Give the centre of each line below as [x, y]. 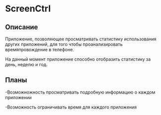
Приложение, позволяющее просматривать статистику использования [81, 39]
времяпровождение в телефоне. [40, 50]
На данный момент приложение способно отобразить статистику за [78, 59]
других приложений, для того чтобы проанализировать [64, 44]
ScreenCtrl [28, 9]
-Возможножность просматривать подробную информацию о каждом [80, 92]
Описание [22, 27]
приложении [19, 97]
